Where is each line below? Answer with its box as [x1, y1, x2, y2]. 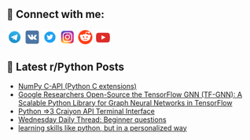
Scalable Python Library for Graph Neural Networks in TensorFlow [17, 98, 233, 107]
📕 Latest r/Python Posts [6, 61, 125, 74]
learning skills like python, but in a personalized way [17, 123, 187, 132]
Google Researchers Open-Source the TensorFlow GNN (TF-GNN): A [17, 90, 243, 99]
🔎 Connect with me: [6, 8, 105, 21]
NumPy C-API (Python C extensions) [17, 81, 138, 90]
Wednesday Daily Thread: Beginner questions [17, 115, 167, 124]
